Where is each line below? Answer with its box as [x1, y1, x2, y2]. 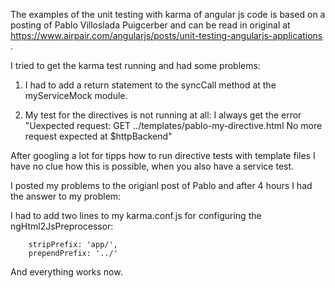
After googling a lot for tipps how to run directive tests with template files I [10, 150, 316, 161]
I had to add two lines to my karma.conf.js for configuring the [10, 210, 262, 221]
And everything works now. [10, 266, 123, 278]
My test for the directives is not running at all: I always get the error [24, 109, 302, 121]
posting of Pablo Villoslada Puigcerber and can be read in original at [10, 19, 291, 31]
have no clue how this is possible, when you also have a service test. [10, 160, 295, 172]
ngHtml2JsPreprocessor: [10, 220, 114, 232]
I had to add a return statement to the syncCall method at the [24, 79, 277, 91]
